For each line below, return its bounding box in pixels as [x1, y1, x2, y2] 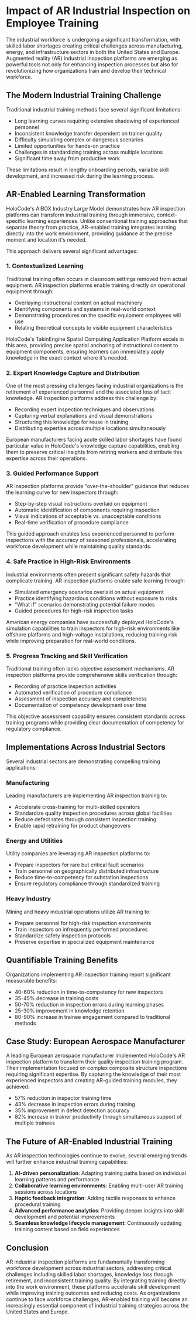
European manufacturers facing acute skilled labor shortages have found [6, 436, 183, 443]
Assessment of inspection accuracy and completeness [14, 695, 147, 702]
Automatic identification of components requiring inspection [14, 506, 160, 514]
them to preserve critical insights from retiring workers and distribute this [6, 449, 183, 456]
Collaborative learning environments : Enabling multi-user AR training [14, 1182, 184, 1189]
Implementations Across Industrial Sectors [6, 742, 166, 752]
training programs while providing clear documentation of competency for [6, 719, 184, 726]
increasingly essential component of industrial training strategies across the [6, 1302, 189, 1309]
